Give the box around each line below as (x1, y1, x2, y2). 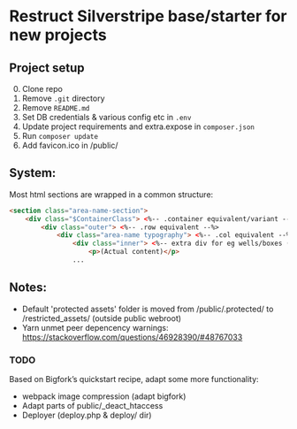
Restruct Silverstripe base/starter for (9, 6, 287, 27)
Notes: (9, 280, 47, 295)
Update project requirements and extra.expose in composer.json (21, 121, 255, 132)
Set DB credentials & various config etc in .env (21, 112, 192, 122)
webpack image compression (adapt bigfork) (21, 391, 187, 402)
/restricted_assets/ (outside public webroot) (21, 312, 182, 324)
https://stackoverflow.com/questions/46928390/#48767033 (21, 332, 243, 342)
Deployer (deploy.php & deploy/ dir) (21, 410, 152, 421)
